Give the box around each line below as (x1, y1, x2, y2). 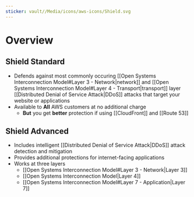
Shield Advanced (5, 126, 69, 136)
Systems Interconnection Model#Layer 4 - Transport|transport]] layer (13, 85, 181, 92)
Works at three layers (13, 160, 65, 167)
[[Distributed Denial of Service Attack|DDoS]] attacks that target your (13, 91, 180, 98)
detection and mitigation (13, 148, 73, 155)
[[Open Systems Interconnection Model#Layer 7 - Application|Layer (22, 179, 186, 186)
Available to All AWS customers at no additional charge (13, 103, 146, 110)
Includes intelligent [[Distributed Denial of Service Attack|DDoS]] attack (13, 142, 186, 149)
